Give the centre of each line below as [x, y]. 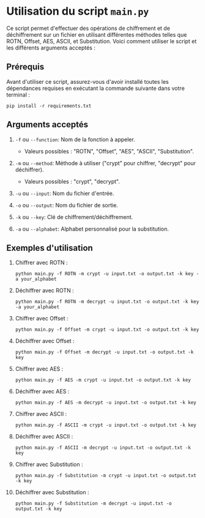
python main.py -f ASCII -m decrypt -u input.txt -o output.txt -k [103, 448]
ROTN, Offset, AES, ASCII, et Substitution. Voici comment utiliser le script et [102, 41]
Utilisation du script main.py [78, 11]
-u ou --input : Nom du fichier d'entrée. [65, 193]
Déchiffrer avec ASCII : [44, 437]
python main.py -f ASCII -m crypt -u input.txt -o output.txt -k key [106, 425]
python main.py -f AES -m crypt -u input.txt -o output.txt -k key [103, 380]
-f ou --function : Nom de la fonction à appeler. [75, 139]
